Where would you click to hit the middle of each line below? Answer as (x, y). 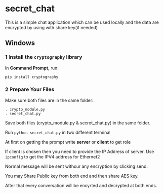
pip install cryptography (32, 77)
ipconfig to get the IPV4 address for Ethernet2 (53, 156)
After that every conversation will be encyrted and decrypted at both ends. (81, 185)
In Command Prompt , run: (32, 68)
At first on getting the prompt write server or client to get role (68, 142)
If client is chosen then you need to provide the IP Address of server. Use (80, 152)
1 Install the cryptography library (44, 57)
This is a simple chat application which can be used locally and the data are (82, 22)
